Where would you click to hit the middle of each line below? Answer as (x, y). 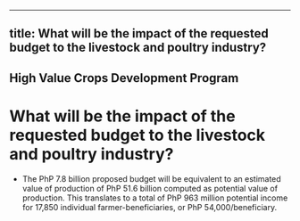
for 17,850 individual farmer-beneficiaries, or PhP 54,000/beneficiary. (150, 207)
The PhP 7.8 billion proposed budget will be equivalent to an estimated (151, 178)
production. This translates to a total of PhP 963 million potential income (155, 198)
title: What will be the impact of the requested (139, 33)
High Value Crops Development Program (124, 78)
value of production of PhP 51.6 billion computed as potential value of (150, 188)
